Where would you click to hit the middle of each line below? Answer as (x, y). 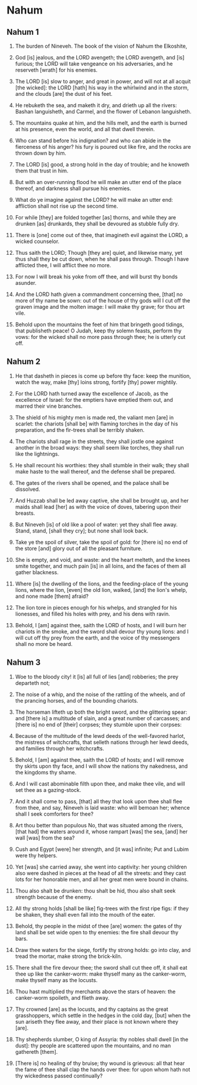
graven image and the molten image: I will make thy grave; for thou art (100, 307)
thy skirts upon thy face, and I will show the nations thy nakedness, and (101, 766)
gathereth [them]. (36, 1051)
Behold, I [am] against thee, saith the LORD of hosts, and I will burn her (101, 625)
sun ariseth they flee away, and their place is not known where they (96, 1021)
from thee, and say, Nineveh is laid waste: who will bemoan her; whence (102, 807)
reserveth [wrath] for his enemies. (56, 70)
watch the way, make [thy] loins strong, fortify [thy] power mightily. (96, 382)
